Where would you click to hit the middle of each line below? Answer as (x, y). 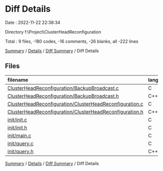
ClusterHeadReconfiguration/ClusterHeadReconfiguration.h (75, 112)
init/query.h (21, 151)
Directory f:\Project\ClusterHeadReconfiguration (53, 32)
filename (18, 80)
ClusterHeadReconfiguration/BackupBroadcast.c (63, 88)
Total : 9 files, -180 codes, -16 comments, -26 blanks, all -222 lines (72, 41)
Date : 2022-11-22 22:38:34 (33, 22)
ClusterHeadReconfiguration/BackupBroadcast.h (63, 96)
